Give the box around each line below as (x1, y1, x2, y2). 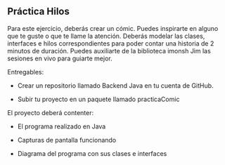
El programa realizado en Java (17, 122, 106, 131)
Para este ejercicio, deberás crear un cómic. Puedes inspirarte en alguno (7, 24, 219, 32)
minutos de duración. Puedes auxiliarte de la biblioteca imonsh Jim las (7, 46, 211, 55)
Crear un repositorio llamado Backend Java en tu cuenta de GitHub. (17, 81, 214, 90)
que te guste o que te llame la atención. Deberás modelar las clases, (7, 32, 205, 40)
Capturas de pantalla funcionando (17, 136, 117, 144)
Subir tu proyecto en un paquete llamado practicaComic (17, 95, 180, 103)
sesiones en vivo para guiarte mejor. (7, 54, 112, 62)
